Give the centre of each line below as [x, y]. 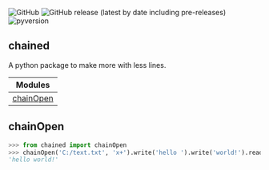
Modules [33, 85]
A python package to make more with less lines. [87, 65]
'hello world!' [34, 160]
